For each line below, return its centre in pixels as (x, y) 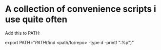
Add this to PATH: (23, 33)
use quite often (36, 19)
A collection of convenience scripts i (80, 9)
